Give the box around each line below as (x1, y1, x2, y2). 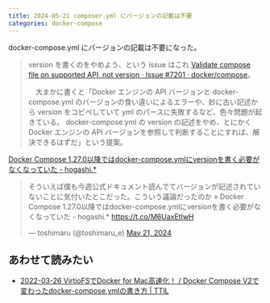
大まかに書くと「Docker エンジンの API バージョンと (35, 86, 211, 97)
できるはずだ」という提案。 (35, 137, 127, 147)
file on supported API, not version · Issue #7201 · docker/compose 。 (27, 69, 255, 79)
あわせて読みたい (8, 253, 93, 267)
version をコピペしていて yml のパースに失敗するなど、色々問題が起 (37, 106, 263, 117)
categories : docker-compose (8, 19, 103, 27)
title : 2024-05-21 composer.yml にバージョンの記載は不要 (8, 11, 193, 20)
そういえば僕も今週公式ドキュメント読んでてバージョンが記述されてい (27, 181, 261, 191)
